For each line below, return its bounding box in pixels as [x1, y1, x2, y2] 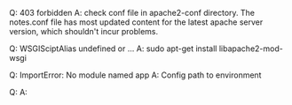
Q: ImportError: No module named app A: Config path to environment [9, 70, 262, 80]
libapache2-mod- [218, 43, 284, 54]
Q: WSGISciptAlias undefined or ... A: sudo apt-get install [9, 43, 217, 54]
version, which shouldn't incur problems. [9, 26, 159, 36]
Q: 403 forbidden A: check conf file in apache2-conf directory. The [9, 8, 256, 18]
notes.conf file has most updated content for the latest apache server [9, 17, 264, 27]
